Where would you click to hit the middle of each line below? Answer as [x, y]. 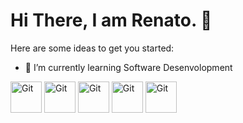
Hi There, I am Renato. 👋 [111, 20]
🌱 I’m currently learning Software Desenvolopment [128, 67]
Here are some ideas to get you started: [92, 48]
